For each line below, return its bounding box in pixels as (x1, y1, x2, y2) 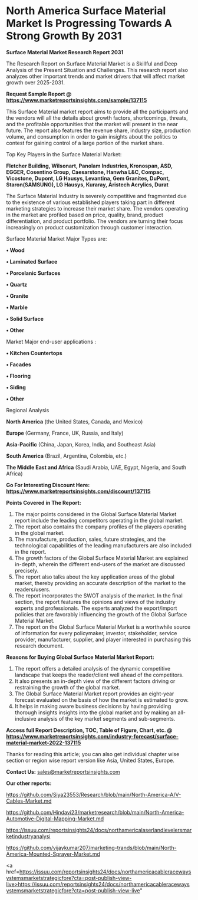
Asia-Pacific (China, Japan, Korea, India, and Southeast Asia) (6, 441, 156, 448)
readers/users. (14, 586, 51, 593)
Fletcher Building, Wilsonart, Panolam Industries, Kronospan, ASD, (6, 162, 173, 169)
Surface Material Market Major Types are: (6, 235, 107, 242)
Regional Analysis (6, 406, 49, 413)
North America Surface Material (6, 4, 166, 18)
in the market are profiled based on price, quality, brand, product (6, 211, 164, 218)
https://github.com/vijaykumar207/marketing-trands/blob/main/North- (6, 844, 177, 851)
